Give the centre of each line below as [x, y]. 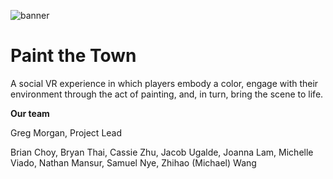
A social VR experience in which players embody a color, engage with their [164, 83]
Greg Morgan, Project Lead [66, 132]
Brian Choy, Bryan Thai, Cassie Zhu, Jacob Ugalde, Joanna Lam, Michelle [162, 152]
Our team [30, 113]
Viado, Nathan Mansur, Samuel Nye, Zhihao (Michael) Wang [133, 162]
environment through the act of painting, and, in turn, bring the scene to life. [167, 94]
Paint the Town [73, 56]
